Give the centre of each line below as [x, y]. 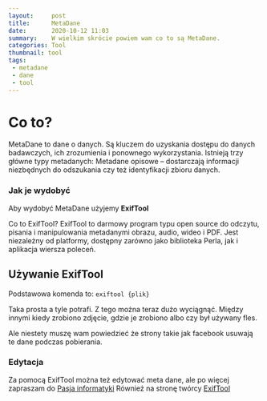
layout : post [37, 16]
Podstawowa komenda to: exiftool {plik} [79, 294]
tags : [17, 61]
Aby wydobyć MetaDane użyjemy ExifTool [79, 208]
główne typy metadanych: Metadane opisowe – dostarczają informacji [124, 162]
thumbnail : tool [35, 53]
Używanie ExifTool [56, 274]
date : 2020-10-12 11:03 [59, 30]
